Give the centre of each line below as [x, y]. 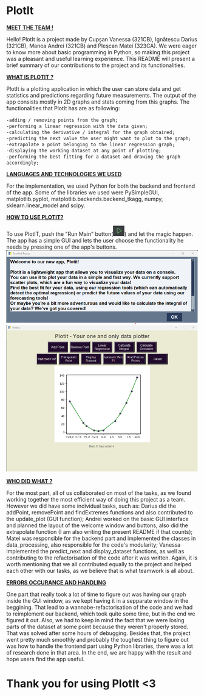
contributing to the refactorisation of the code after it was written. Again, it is [102, 558]
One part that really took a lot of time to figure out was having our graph [96, 594]
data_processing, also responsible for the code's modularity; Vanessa [93, 545]
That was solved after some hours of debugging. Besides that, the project [98, 633]
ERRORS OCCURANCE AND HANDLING [56, 582]
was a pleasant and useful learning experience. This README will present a [101, 59]
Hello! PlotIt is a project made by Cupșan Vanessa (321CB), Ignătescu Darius [102, 39]
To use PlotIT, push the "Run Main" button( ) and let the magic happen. [100, 234]
